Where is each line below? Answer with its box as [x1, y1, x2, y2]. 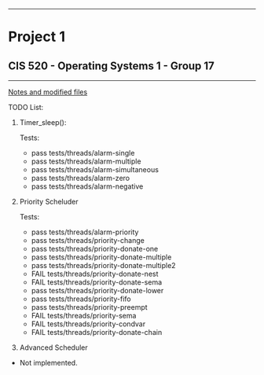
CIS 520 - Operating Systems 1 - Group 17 [8, 59, 214, 72]
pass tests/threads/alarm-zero [31, 174, 130, 182]
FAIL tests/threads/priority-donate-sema [31, 278, 163, 287]
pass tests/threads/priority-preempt [31, 303, 148, 311]
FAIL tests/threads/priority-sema [31, 311, 137, 320]
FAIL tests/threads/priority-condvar [31, 319, 146, 329]
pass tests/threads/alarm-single [31, 149, 135, 157]
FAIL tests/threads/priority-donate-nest [31, 269, 159, 278]
